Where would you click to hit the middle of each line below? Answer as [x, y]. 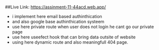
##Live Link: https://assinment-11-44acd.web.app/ [55, 7]
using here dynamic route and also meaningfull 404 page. [70, 42]
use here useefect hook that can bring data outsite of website [74, 37]
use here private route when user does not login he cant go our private [83, 27]
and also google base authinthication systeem [58, 22]
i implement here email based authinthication [57, 16]
